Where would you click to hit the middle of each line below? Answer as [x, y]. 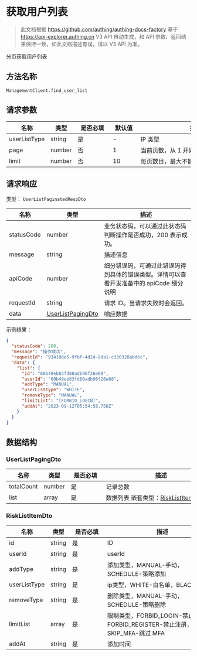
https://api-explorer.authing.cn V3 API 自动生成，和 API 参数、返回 [101, 36]
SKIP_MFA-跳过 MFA [136, 633]
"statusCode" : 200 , [35, 346]
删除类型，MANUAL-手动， [145, 596]
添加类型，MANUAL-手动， [145, 565]
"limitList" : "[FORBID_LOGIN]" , [61, 401]
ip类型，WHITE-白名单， [142, 585]
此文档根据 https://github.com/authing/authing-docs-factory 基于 [99, 29]
